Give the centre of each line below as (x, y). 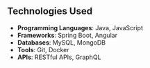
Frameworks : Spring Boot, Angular (67, 35)
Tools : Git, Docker (43, 49)
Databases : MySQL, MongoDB (61, 42)
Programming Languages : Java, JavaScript (80, 27)
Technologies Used (50, 11)
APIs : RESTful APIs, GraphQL (59, 57)
